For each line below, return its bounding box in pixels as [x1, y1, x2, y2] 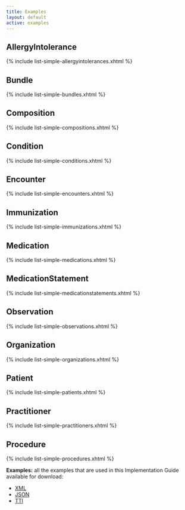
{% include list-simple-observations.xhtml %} [6, 323, 118, 330]
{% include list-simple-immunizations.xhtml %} [6, 223, 122, 230]
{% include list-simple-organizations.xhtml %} [6, 356, 120, 363]
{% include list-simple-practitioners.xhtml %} [6, 422, 117, 429]
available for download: [6, 472, 64, 480]
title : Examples [6, 8, 46, 15]
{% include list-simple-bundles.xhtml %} [6, 91, 106, 98]
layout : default [6, 14, 46, 20]
